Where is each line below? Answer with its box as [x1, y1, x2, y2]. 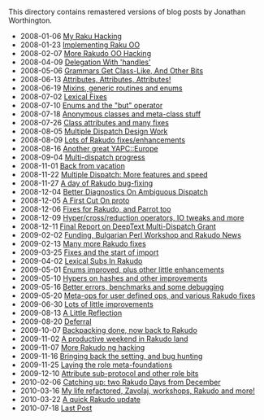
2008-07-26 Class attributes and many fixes [19, 118, 169, 127]
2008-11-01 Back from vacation [19, 161, 126, 170]
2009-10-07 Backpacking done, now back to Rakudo [19, 326, 197, 335]
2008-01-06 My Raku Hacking [19, 32, 122, 41]
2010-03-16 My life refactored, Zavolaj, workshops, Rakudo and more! [19, 386, 256, 396]
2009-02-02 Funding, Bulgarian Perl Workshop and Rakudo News [19, 230, 242, 239]
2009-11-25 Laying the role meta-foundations [19, 360, 173, 370]
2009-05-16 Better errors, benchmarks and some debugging [19, 282, 225, 291]
